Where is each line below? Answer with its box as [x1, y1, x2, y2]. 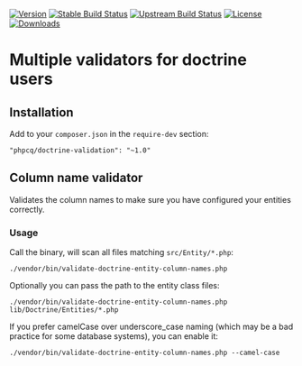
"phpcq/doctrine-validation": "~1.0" [9, 146, 151, 155]
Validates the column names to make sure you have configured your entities [9, 194, 291, 205]
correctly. [9, 204, 45, 215]
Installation [9, 105, 74, 120]
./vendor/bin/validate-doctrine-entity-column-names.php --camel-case [9, 348, 280, 358]
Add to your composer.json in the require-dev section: [9, 129, 209, 139]
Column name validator [9, 170, 143, 186]
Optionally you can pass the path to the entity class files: [9, 280, 220, 291]
